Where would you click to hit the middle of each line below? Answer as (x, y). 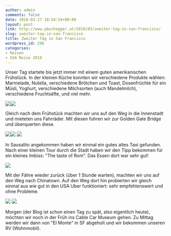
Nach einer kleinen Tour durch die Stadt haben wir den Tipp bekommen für (84, 150)
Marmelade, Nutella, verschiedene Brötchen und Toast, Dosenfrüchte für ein (86, 83)
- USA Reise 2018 (24, 58)
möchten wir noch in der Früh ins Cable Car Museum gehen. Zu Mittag (79, 218)
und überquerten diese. (30, 124)
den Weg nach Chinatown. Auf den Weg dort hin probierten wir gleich (79, 181)
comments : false (22, 15)
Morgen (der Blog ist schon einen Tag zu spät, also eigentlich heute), (78, 212)
